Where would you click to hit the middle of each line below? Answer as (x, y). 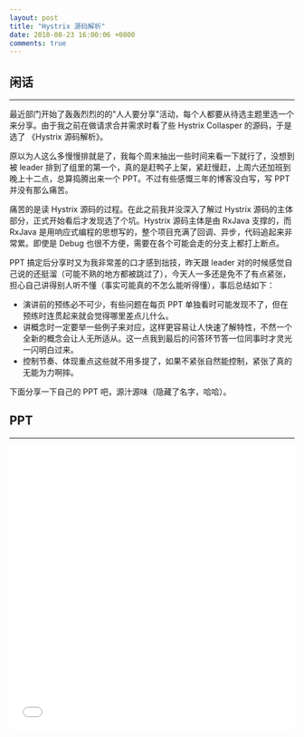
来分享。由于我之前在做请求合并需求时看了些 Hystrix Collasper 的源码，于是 (151, 126)
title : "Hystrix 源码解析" (57, 26)
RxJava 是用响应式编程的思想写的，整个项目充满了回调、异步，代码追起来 (147, 232)
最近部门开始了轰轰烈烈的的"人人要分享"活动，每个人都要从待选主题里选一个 (152, 114)
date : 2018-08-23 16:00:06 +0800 (72, 34)
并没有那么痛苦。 (41, 190)
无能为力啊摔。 (50, 373)
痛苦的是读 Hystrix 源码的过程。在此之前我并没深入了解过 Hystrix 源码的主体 (152, 209)
